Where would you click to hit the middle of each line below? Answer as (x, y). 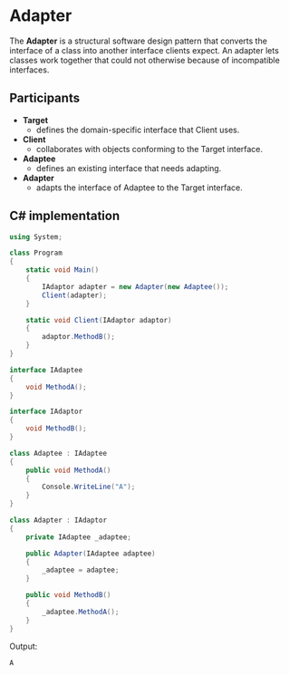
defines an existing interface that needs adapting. (129, 168)
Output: (24, 646)
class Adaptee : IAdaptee (58, 453)
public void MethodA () (68, 470)
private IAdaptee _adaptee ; (78, 537)
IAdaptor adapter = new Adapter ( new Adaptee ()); (135, 286)
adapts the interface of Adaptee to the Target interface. (139, 188)
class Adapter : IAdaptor (58, 521)
